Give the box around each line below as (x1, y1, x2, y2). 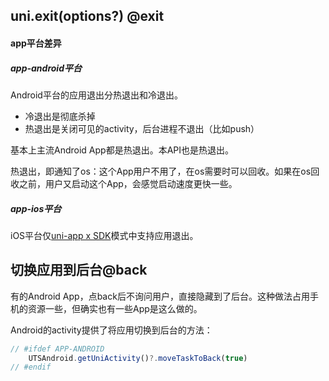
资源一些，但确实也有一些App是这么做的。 (27, 302, 203, 314)
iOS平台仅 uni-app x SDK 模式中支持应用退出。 (10, 229, 199, 241)
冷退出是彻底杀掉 (24, 110, 96, 122)
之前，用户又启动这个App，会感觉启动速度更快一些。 (18, 177, 238, 189)
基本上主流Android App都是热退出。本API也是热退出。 (10, 144, 234, 156)
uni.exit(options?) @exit (10, 8, 165, 25)
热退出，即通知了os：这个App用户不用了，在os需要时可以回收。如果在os (10, 165, 312, 177)
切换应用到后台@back (10, 262, 148, 279)
